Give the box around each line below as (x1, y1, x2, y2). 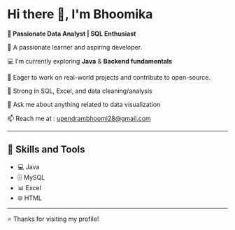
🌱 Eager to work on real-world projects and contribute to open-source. (7, 73, 211, 81)
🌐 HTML (17, 194, 42, 202)
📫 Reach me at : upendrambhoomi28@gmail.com (7, 114, 152, 122)
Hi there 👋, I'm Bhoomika (7, 6, 153, 22)
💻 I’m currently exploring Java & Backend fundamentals (7, 57, 173, 65)
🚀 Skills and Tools (7, 143, 85, 156)
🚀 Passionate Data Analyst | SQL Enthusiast (7, 29, 136, 38)
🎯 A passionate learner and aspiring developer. (7, 43, 142, 51)
